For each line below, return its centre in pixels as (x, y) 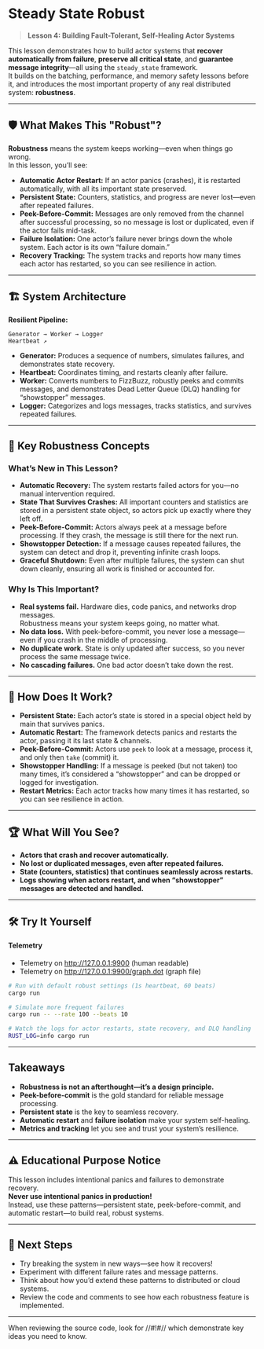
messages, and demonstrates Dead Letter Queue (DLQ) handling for (130, 389)
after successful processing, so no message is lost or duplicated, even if (137, 222)
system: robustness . (42, 92)
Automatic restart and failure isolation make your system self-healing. (135, 1120)
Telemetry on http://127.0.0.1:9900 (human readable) (104, 962)
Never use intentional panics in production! (80, 1196)
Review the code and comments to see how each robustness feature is (134, 1297)
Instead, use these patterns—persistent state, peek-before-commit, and (125, 1204)
